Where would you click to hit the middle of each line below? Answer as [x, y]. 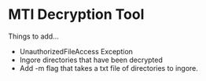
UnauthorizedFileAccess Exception [76, 51]
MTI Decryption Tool [76, 15]
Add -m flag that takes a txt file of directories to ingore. [109, 68]
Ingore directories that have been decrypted [91, 60]
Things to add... [33, 36]
